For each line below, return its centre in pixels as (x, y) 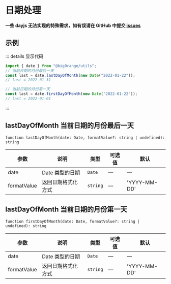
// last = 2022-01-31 (28, 80)
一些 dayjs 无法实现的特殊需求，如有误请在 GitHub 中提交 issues (73, 25)
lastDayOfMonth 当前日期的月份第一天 (66, 210)
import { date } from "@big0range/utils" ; (51, 66)
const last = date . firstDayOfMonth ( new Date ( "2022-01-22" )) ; (72, 94)
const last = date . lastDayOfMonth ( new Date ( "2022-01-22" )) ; (70, 75)
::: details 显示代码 (24, 56)
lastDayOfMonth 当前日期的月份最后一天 (69, 126)
